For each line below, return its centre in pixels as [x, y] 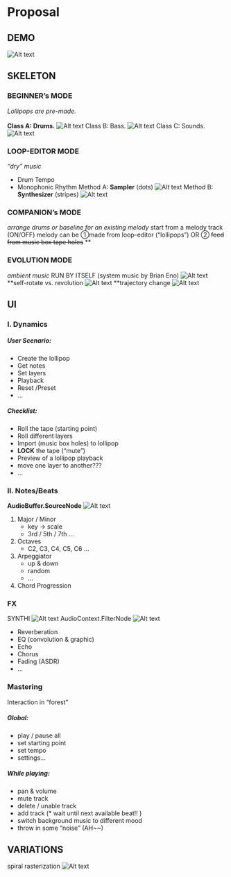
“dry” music [24, 166]
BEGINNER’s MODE [40, 96]
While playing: [29, 774]
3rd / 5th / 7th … [51, 534]
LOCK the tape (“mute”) [51, 450]
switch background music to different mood [79, 820]
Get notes [31, 366]
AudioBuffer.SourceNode [44, 506]
